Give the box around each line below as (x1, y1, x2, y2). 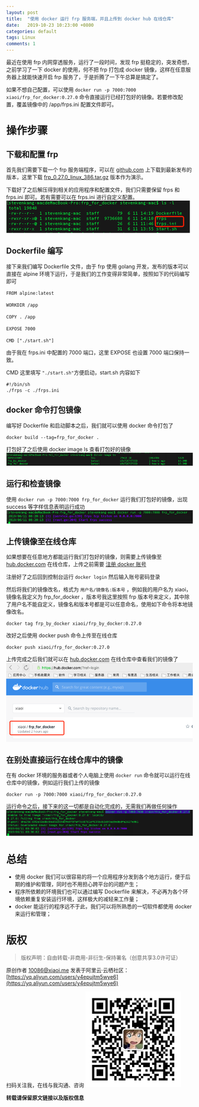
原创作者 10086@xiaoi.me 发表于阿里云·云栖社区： (6, 967, 129, 974)
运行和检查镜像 (6, 479, 61, 489)
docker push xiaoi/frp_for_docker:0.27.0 (6, 644, 110, 651)
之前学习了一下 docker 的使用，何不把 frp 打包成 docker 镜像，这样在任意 (6, 66, 186, 73)
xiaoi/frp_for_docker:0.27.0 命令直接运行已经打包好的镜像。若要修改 (6, 94, 178, 100)
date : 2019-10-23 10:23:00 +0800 (6, 22, 94, 28)
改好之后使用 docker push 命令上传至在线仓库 (6, 632, 118, 639)
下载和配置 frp (6, 149, 59, 160)
